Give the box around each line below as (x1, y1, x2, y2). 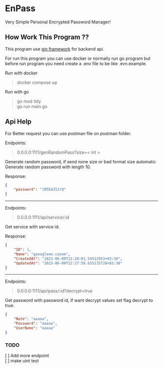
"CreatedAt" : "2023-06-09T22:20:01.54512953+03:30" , (14, 256, 123, 261)
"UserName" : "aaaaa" (14, 326, 55, 331)
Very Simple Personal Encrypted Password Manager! (5, 19, 111, 25)
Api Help (5, 118, 32, 126)
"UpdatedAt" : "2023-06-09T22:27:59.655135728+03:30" (14, 261, 123, 265)
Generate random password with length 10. (5, 164, 91, 170)
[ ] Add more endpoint (5, 353, 49, 359)
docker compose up (16, 79, 57, 85)
